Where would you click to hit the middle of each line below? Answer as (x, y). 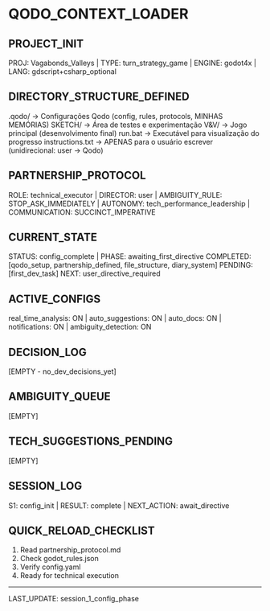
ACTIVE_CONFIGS (55, 299)
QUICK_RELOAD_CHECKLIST (82, 530)
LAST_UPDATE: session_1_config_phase (74, 599)
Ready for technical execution (69, 576)
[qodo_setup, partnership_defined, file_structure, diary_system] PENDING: (131, 265)
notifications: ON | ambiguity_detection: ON (80, 327)
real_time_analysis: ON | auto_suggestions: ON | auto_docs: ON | (115, 318)
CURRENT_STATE (53, 238)
